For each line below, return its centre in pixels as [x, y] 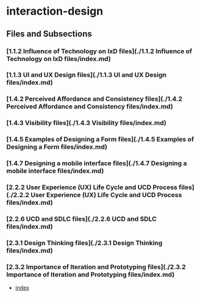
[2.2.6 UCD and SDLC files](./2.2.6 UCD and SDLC [81, 219]
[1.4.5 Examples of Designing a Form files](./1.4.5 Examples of [100, 140]
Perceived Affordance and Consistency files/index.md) [90, 107]
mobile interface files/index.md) [55, 171]
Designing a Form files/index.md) [57, 147]
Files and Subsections [49, 34]
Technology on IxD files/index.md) [59, 59]
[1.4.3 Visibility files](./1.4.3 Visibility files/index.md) [86, 123]
